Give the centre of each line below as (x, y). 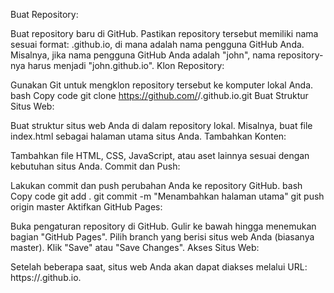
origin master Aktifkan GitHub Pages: (86, 207)
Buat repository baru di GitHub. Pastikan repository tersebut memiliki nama (164, 33)
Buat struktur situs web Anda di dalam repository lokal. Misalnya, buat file (161, 125)
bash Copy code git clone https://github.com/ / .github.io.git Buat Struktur (159, 95)
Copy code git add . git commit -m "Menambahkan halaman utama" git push (167, 196)
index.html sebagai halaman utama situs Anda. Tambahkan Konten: (148, 136)
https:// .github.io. (46, 277)
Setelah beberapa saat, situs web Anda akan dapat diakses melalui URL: (159, 267)
